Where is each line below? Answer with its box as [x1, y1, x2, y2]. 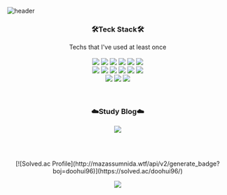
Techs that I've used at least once [69, 43, 167, 52]
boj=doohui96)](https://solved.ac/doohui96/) [52, 166, 184, 175]
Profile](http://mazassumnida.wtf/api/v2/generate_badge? [52, 159, 220, 168]
